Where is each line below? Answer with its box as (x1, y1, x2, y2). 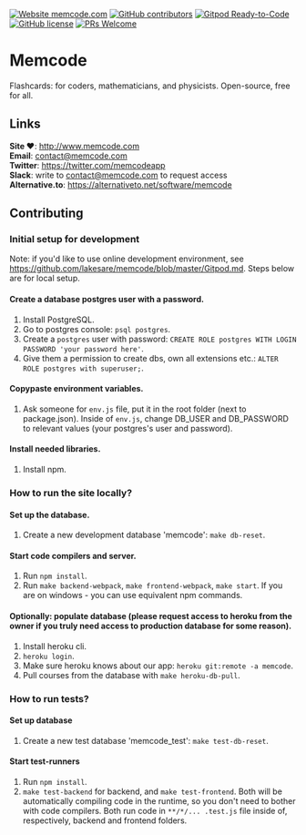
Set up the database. (9, 509, 90, 520)
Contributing (9, 206, 84, 221)
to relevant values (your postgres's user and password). (22, 423, 233, 433)
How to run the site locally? (9, 486, 133, 499)
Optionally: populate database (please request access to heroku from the (9, 610, 293, 621)
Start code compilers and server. (9, 550, 137, 561)
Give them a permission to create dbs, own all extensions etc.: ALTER (22, 352, 280, 363)
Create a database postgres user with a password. (9, 294, 205, 305)
